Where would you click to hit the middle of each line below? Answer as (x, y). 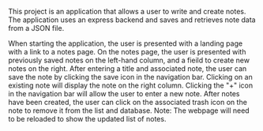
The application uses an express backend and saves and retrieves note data (132, 20)
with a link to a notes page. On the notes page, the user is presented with (127, 52)
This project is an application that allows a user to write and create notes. (127, 11)
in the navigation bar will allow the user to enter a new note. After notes (124, 94)
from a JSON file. (36, 28)
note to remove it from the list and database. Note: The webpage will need (129, 110)
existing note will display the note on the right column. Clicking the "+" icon (131, 85)
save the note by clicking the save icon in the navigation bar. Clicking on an (130, 77)
